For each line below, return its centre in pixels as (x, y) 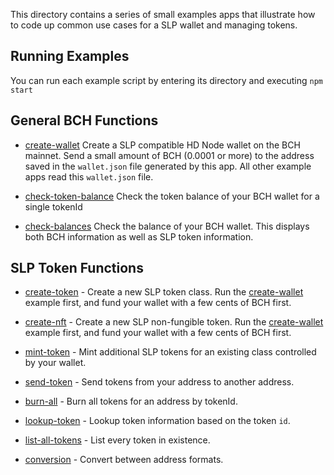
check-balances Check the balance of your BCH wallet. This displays (167, 226)
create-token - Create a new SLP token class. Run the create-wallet (164, 292)
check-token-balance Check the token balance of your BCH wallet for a (172, 196)
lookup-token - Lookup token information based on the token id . (157, 421)
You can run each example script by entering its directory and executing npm (167, 80)
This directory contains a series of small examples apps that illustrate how (163, 14)
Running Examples (70, 56)
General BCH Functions (84, 120)
